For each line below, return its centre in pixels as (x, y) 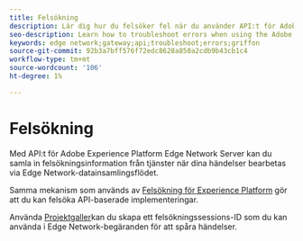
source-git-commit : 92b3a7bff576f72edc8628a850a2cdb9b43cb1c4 (129, 51)
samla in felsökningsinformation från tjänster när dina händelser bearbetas (148, 163)
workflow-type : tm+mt (50, 59)
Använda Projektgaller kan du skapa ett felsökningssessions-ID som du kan (148, 217)
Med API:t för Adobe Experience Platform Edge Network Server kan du (141, 153)
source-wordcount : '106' (56, 68)
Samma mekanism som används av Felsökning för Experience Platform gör (148, 190)
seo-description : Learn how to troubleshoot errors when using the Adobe (151, 34)
